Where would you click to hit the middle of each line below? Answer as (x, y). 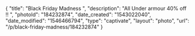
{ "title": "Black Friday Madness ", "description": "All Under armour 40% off (96, 8)
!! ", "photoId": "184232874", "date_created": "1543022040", (78, 15)
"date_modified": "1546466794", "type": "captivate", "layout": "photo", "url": (97, 21)
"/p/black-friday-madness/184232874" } (54, 27)
